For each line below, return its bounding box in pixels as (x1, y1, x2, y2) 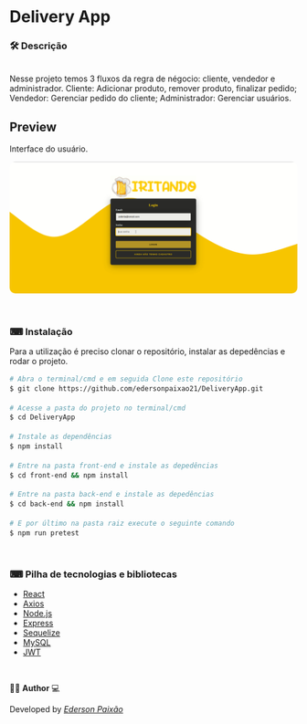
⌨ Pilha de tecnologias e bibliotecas (9, 568, 178, 581)
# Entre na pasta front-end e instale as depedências (9, 461, 219, 470)
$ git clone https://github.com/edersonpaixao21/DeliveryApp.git (9, 383, 263, 393)
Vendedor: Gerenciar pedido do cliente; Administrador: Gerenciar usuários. (9, 93, 292, 104)
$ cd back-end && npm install (9, 499, 125, 509)
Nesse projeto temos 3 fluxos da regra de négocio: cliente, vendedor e (9, 73, 276, 84)
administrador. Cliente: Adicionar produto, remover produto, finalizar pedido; (9, 83, 298, 94)
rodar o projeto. (9, 355, 69, 366)
